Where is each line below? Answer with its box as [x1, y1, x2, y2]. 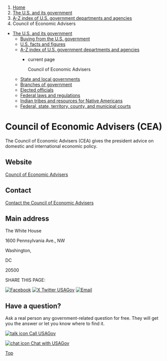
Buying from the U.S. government [20, 36, 90, 42]
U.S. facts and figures [20, 41, 66, 47]
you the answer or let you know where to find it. [5, 320, 105, 327]
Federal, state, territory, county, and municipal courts [20, 103, 131, 109]
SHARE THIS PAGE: [5, 277, 46, 283]
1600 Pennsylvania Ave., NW [5, 237, 65, 244]
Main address [5, 214, 50, 223]
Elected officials [20, 87, 54, 93]
